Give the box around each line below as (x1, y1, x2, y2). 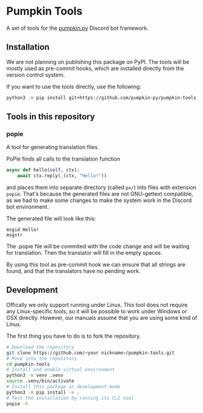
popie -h (6, 400, 28, 407)
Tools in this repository (6, 111, 95, 122)
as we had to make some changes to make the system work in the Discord (6, 196, 192, 204)
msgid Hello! (6, 227, 39, 233)
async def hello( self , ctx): (6, 167, 80, 173)
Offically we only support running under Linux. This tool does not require (6, 301, 188, 308)
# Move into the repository (6, 355, 78, 361)
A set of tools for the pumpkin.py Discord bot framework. (6, 24, 149, 32)
